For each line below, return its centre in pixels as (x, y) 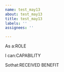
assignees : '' (20, 28)
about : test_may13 (24, 14)
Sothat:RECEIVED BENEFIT (32, 65)
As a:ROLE (16, 46)
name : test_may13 (23, 10)
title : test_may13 (24, 19)
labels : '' (16, 23)
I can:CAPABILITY (23, 56)
